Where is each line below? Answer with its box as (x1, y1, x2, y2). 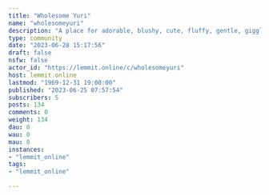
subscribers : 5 (8, 94, 59, 101)
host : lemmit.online (8, 71, 78, 79)
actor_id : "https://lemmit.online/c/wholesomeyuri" (8, 64, 184, 72)
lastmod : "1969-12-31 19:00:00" (8, 78, 116, 86)
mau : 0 (8, 137, 30, 146)
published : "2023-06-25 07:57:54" (8, 86, 124, 94)
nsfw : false (8, 57, 48, 65)
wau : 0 (8, 130, 30, 138)
